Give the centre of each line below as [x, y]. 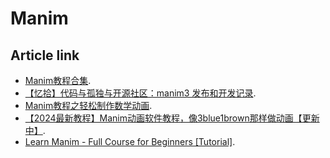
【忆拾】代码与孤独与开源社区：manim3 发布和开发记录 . [140, 93]
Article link [45, 55]
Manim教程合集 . [58, 80]
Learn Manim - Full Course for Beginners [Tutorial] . [130, 141]
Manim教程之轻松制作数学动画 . [88, 105]
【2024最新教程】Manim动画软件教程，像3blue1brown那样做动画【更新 [172, 118]
